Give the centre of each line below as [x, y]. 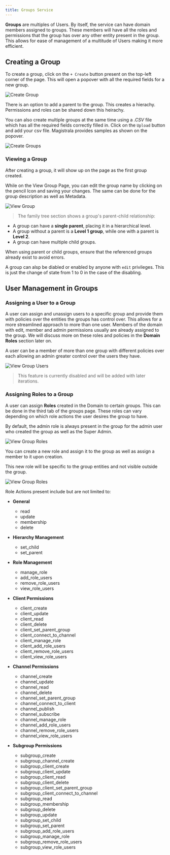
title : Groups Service [29, 10]
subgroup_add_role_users [47, 831]
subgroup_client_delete [45, 782]
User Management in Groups [52, 288]
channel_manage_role [43, 719]
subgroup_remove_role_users [51, 842]
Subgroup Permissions [37, 745]
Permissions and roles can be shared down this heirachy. [65, 110]
